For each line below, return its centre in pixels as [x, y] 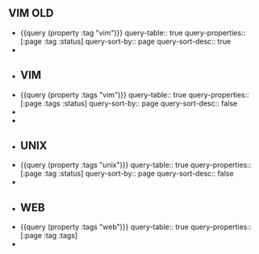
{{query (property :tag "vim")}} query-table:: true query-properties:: [133, 32]
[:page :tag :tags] [49, 235]
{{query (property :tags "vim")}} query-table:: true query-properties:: [135, 94]
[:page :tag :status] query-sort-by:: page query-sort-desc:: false [127, 173]
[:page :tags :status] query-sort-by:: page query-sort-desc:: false [129, 103]
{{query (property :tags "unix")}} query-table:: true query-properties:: [136, 165]
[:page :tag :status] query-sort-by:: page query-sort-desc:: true [125, 41]
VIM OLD [31, 13]
